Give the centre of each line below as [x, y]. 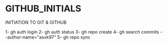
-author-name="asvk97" [31, 37]
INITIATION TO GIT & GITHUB [36, 22]
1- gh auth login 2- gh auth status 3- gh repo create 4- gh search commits [82, 32]
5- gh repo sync [74, 37]
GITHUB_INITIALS [43, 9]
